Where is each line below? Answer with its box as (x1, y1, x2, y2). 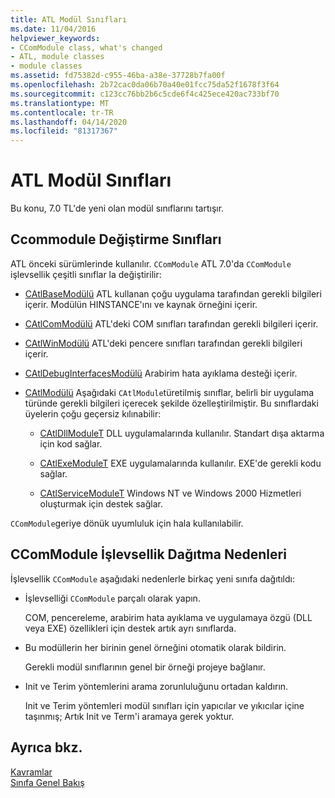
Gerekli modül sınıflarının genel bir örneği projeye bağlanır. (24, 661, 266, 673)
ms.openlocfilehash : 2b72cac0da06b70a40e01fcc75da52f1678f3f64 (10, 80, 280, 90)
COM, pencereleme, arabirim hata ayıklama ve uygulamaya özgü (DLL (24, 611, 313, 623)
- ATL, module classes (10, 52, 105, 62)
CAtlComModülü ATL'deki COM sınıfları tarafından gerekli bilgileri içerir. (24, 317, 319, 330)
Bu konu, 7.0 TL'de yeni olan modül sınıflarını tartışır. (10, 202, 225, 215)
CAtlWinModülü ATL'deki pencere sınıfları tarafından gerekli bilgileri (24, 337, 303, 349)
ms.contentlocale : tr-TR (10, 107, 114, 118)
